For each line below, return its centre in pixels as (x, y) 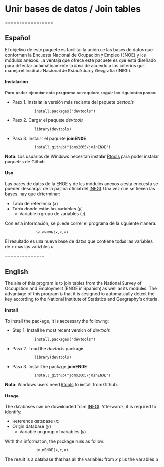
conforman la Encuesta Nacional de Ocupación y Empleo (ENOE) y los (76, 55)
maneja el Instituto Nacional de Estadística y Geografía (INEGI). (68, 70)
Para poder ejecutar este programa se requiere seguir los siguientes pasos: (81, 93)
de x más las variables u (29, 247)
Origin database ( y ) (31, 426)
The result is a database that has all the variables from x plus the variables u (82, 459)
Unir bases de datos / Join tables (73, 9)
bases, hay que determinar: (33, 194)
